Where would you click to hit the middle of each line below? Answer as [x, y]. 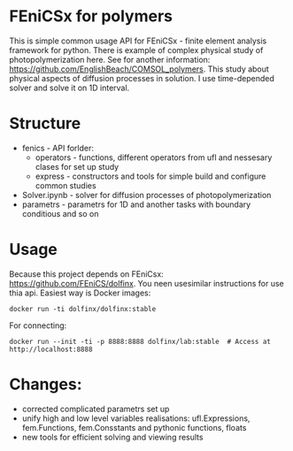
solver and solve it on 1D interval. [69, 88]
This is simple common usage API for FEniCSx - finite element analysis [138, 41]
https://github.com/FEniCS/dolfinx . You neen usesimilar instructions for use [147, 283]
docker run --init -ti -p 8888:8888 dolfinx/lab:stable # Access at [140, 341]
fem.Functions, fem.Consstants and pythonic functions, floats [134, 427]
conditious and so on [60, 213]
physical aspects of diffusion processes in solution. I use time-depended [142, 78]
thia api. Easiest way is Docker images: [80, 293]
